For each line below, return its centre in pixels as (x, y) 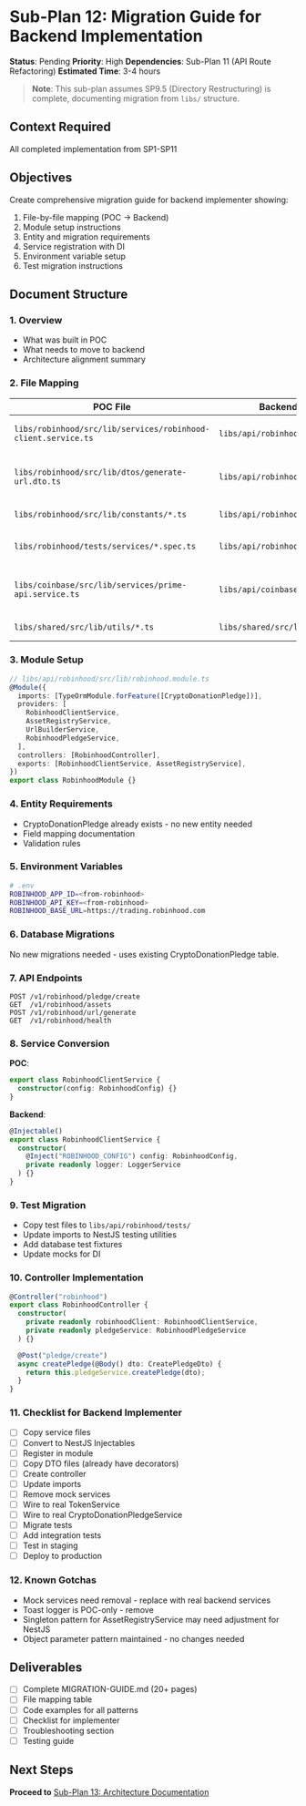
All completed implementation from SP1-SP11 (93, 149)
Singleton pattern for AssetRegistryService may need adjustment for (151, 1619)
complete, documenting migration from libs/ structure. (135, 98)
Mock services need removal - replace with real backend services (147, 1600)
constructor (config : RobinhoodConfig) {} (97, 1089)
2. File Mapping (44, 383)
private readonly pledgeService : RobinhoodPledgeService (136, 1331)
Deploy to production (62, 1556)
